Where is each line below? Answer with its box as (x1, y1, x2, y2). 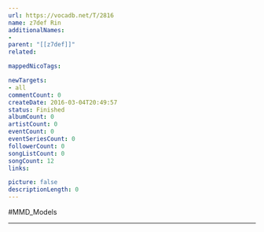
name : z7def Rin (8, 19, 61, 27)
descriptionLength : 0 (8, 186, 79, 193)
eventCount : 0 (8, 127, 55, 136)
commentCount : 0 (8, 91, 61, 99)
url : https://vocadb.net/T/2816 (8, 11, 114, 20)
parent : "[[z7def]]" (8, 41, 76, 49)
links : (8, 164, 30, 172)
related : (8, 48, 37, 56)
